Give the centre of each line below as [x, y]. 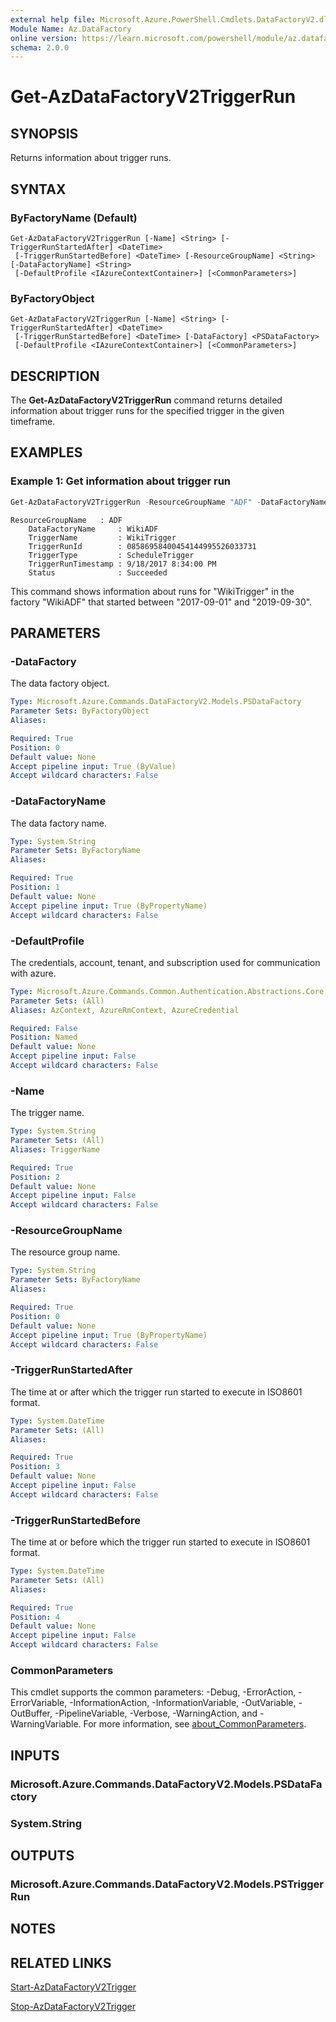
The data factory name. [58, 823]
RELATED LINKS [61, 1962]
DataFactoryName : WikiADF [93, 529]
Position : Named [44, 1037]
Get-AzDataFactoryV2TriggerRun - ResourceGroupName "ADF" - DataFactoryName [169, 502]
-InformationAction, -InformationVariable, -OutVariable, [183, 1703]
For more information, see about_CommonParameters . [195, 1724]
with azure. [33, 973]
